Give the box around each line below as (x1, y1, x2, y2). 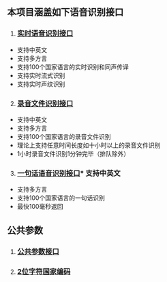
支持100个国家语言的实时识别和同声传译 (16, 62, 130, 70)
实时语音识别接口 (16, 29, 74, 38)
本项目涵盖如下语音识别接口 (7, 6, 124, 18)
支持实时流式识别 (16, 71, 65, 79)
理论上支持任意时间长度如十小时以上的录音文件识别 (16, 141, 161, 149)
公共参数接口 (16, 246, 59, 256)
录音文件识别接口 (16, 99, 74, 108)
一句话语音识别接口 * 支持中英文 (16, 168, 121, 178)
